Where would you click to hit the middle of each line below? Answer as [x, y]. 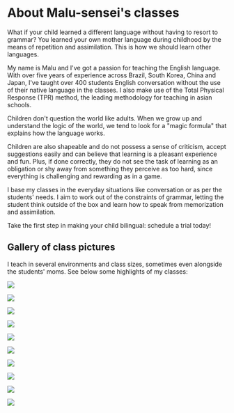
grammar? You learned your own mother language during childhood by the [114, 39]
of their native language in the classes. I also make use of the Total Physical [116, 90]
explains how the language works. [56, 133]
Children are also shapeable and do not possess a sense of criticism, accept [117, 146]
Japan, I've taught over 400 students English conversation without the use [114, 82]
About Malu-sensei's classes [93, 13]
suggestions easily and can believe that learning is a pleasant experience [112, 154]
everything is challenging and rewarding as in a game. [85, 176]
